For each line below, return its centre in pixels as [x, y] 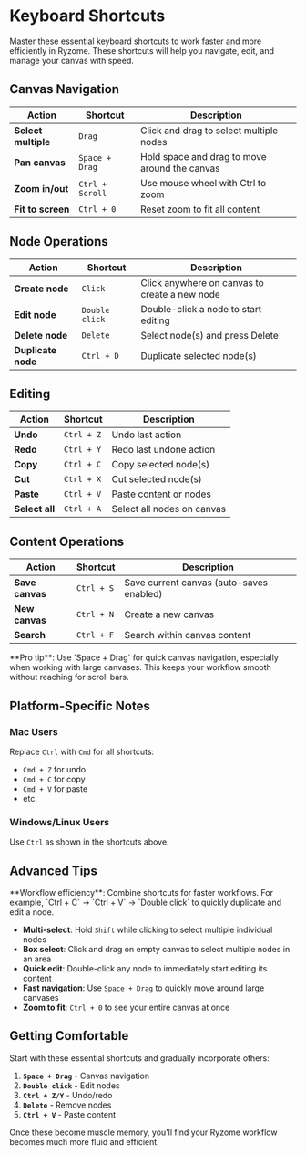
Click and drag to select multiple [209, 131]
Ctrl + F [95, 635]
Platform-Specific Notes [80, 705]
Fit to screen [42, 209]
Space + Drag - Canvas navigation [86, 1076]
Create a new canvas [169, 614]
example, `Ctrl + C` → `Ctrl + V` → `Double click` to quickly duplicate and [146, 902]
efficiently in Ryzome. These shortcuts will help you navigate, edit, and [142, 50]
